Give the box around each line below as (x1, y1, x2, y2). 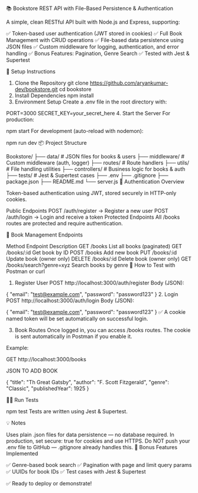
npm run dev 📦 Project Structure (6, 140, 87, 146)
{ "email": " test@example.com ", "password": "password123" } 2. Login (6, 291, 178, 297)
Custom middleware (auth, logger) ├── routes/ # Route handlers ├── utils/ (6, 159, 190, 166)
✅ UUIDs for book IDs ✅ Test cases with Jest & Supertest (6, 468, 146, 475)
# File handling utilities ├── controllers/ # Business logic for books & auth (6, 166, 186, 173)
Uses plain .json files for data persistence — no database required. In (6, 431, 174, 438)
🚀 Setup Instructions (6, 68, 56, 75)
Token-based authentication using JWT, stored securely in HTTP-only (6, 190, 177, 196)
